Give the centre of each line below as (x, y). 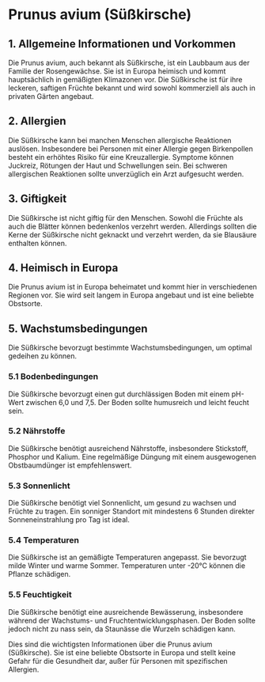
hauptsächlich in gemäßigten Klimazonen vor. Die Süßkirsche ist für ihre (125, 80)
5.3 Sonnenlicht (40, 486)
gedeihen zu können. (43, 356)
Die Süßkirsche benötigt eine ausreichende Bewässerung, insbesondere (126, 612)
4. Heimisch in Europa (63, 268)
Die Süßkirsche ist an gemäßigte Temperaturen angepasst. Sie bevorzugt (127, 557)
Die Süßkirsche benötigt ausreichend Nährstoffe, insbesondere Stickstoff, (128, 448)
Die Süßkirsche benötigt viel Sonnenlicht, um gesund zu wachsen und (122, 503)
